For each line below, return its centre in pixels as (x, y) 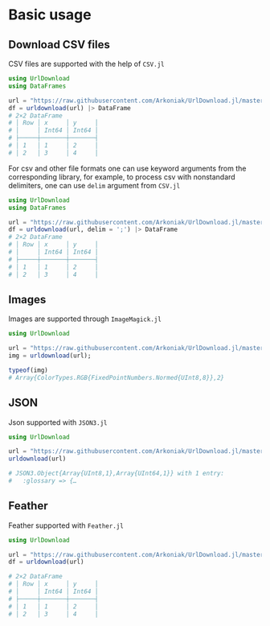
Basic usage (50, 15)
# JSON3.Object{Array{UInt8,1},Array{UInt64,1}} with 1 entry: (117, 474)
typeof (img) (28, 370)
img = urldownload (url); (50, 356)
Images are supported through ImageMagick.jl (85, 319)
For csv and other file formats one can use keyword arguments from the (127, 168)
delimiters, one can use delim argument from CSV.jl (94, 185)
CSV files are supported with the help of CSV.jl (86, 64)
